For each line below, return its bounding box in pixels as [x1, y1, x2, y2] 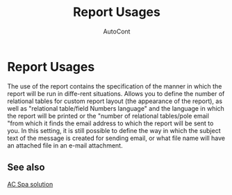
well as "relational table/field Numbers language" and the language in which [7, 104, 224, 112]
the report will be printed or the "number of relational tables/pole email [7, 111, 210, 120]
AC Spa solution [7, 180, 53, 188]
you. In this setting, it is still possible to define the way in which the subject [7, 126, 221, 134]
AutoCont [103, 27, 131, 36]
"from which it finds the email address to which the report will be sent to [7, 119, 214, 127]
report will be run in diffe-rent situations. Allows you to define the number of [7, 89, 225, 97]
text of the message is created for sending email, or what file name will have [7, 134, 226, 142]
